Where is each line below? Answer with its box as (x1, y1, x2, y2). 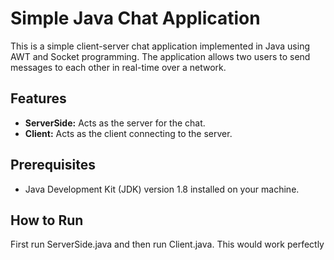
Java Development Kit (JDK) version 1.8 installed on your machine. (24, 183, 300, 195)
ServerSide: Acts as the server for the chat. (24, 117, 206, 129)
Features (10, 90, 67, 107)
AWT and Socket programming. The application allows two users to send (10, 50, 311, 62)
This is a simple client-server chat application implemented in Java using (10, 40, 310, 52)
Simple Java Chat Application (10, 7, 261, 30)
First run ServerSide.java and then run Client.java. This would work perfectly (10, 238, 325, 251)
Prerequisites (10, 157, 96, 174)
